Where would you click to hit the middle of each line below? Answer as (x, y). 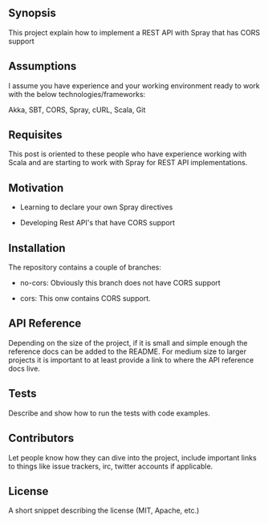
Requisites (35, 135)
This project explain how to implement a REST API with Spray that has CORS (134, 32)
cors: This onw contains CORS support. (85, 298)
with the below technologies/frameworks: (77, 94)
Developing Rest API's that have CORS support (97, 223)
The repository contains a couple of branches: (85, 267)
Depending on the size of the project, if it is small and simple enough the (128, 343)
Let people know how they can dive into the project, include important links (132, 457)
